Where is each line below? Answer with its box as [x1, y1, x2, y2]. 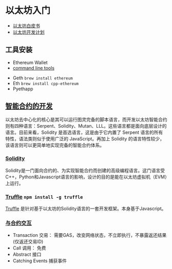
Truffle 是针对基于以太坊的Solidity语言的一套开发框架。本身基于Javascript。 [5, 205, 166, 212]
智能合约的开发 [5, 102, 53, 111]
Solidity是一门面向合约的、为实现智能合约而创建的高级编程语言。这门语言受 [5, 167, 165, 173]
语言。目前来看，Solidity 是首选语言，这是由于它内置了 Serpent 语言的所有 [5, 129, 163, 135]
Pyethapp [12, 86, 33, 92]
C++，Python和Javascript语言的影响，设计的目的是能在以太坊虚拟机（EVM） [5, 174, 167, 180]
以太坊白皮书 [12, 23, 40, 29]
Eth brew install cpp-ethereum [12, 80, 79, 86]
